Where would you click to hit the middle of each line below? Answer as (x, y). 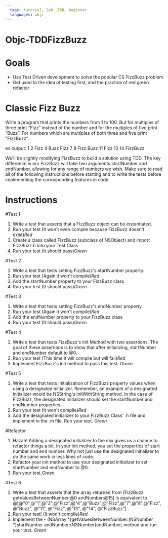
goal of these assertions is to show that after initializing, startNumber (85, 347)
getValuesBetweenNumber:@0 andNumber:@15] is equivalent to (80, 497)
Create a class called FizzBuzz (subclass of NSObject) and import (81, 240)
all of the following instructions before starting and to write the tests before (83, 174)
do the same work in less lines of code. (53, 456)
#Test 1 (13, 214)
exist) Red (23, 235)
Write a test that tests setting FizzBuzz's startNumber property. (78, 270)
